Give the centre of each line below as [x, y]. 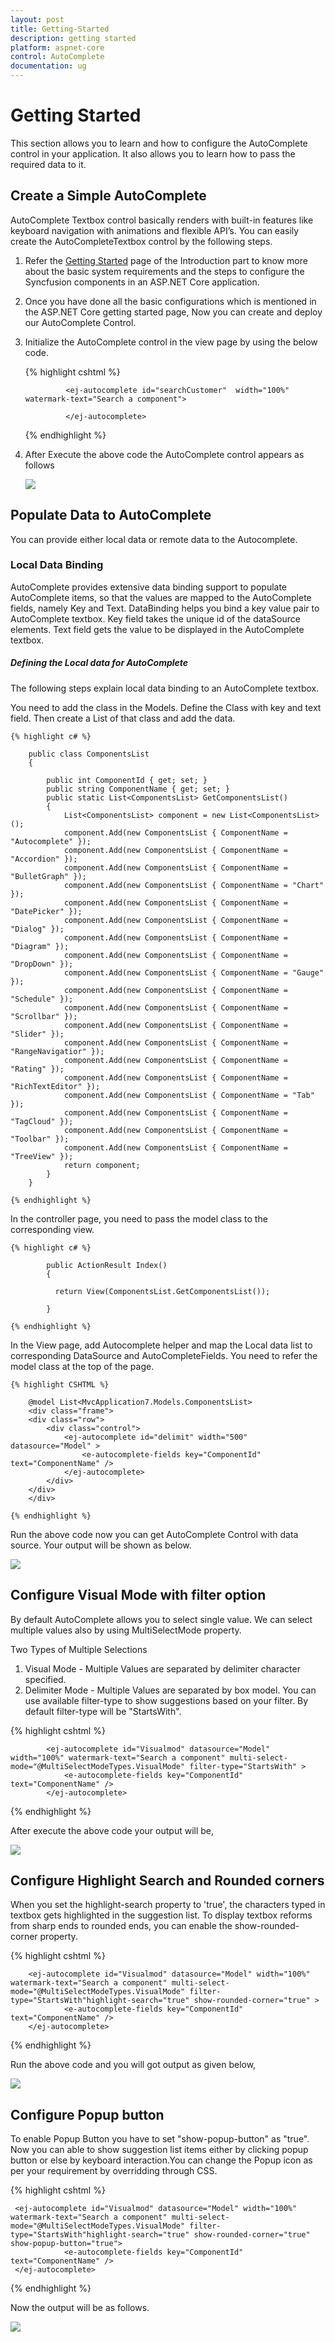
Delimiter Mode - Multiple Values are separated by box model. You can [170, 1690]
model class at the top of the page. [82, 1366]
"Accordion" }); [44, 859]
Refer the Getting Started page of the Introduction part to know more [166, 260]
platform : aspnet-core [57, 47]
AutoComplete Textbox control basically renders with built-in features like [162, 220]
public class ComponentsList [89, 754]
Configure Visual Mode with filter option [138, 1595]
